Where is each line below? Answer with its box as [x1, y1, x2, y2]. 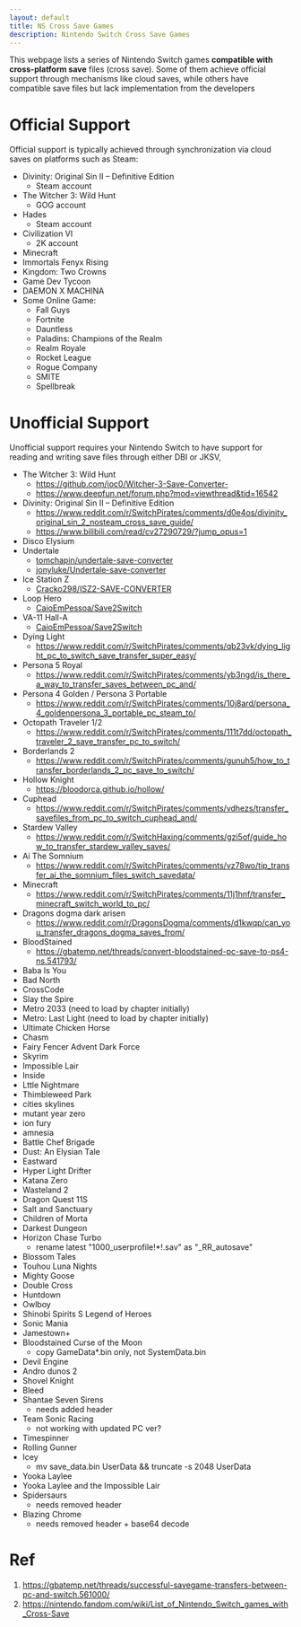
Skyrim [21, 1051, 49, 1062]
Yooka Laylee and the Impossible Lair [21, 1481, 160, 1491]
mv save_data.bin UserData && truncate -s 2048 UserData [35, 1461, 252, 1473]
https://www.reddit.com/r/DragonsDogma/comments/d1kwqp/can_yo [35, 918, 291, 928]
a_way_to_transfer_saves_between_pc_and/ [35, 679, 197, 690]
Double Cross [21, 1280, 73, 1291]
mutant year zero [21, 1108, 86, 1119]
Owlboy [21, 1299, 51, 1310]
